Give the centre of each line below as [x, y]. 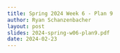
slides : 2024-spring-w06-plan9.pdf [59, 33]
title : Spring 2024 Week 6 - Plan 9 [60, 13]
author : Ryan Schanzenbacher [49, 20]
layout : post [26, 26]
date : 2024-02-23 [32, 39]
